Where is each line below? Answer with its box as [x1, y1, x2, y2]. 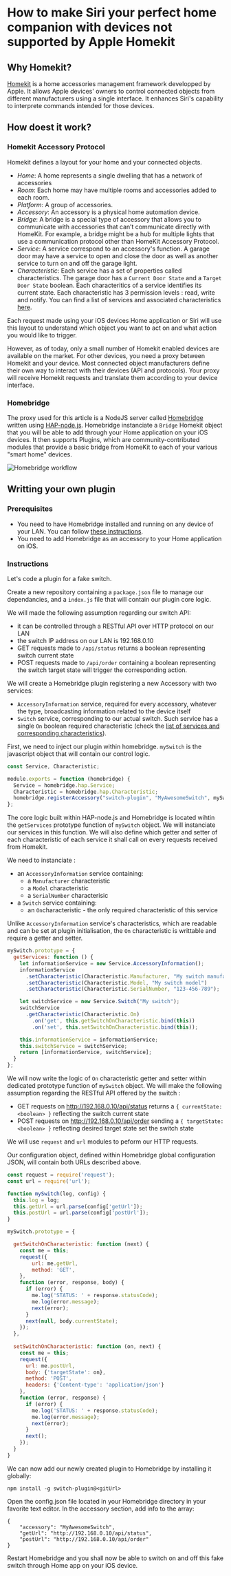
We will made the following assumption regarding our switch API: [7, 608, 191, 617]
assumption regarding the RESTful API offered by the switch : [7, 1089, 181, 1097]
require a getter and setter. [7, 934, 83, 943]
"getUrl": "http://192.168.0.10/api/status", [19, 1530, 153, 1537]
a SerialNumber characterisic [27, 892, 109, 900]
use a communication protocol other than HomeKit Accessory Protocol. [16, 237, 219, 245]
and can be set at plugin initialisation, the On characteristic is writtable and [7, 927, 217, 935]
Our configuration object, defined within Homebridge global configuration [7, 1151, 216, 1159]
